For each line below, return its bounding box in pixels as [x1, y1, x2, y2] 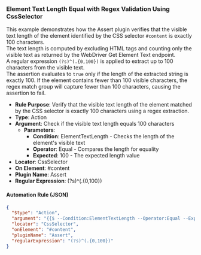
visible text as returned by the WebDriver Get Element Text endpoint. [6, 51, 176, 59]
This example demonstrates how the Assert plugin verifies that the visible [6, 26, 187, 33]
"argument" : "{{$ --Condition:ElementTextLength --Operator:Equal [11, 215, 181, 221]
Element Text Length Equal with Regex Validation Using [6, 5, 170, 13]
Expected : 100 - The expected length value [32, 152, 140, 159]
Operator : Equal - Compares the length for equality [32, 145, 159, 153]
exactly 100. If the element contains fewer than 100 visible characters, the [6, 77, 188, 84]
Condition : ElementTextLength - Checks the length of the [32, 133, 175, 140]
